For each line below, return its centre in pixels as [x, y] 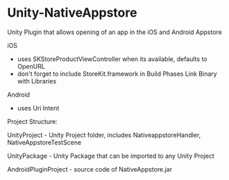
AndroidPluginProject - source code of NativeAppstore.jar [90, 169]
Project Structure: [32, 121]
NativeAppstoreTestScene [44, 142]
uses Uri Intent [38, 108]
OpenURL [31, 66]
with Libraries [37, 81]
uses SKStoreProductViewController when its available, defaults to [112, 59]
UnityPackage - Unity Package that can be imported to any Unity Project [111, 156]
